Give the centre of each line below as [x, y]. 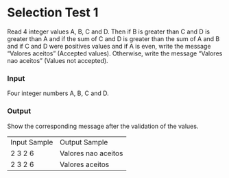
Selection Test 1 [53, 13]
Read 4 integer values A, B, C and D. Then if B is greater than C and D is [109, 31]
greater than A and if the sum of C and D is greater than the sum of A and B [113, 38]
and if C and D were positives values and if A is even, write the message [109, 46]
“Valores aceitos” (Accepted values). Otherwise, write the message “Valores [115, 53]
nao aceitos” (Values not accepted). [58, 60]
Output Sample [84, 142]
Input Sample [32, 142]
